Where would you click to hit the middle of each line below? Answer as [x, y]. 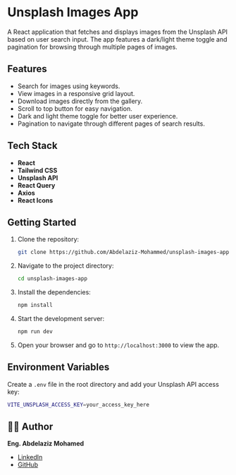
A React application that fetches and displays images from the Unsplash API [117, 32]
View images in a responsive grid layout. [76, 93]
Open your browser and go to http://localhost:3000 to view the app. [118, 345]
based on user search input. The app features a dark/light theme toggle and [117, 39]
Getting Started [42, 222]
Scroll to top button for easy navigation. [75, 108]
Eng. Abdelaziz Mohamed [46, 444]
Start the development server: [61, 319]
